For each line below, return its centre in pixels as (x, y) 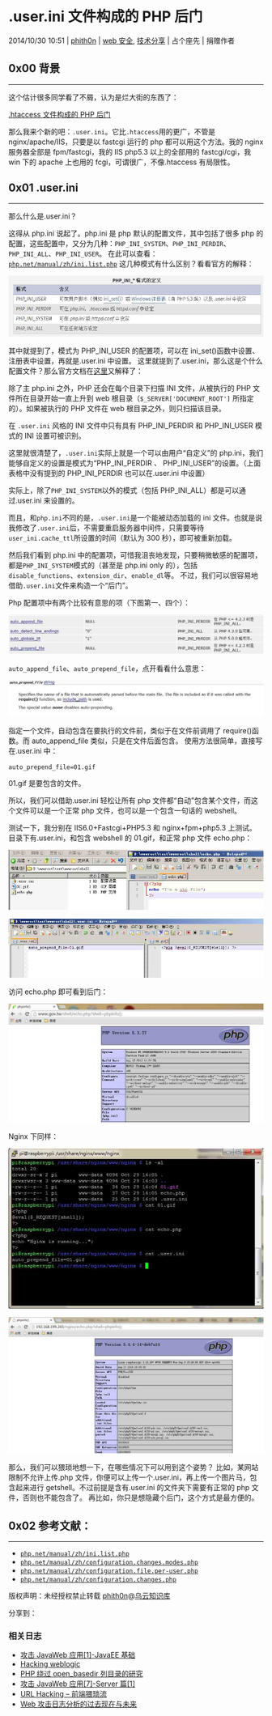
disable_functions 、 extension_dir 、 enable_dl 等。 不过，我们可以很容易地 (134, 576)
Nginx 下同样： (34, 1136)
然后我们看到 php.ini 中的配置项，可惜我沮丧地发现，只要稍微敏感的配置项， (135, 555)
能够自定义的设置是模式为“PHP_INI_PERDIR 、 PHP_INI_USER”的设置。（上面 (135, 463)
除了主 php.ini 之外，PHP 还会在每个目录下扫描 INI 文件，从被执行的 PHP (130, 389)
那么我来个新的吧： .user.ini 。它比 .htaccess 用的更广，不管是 (112, 131)
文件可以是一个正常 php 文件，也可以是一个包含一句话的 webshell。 (128, 810)
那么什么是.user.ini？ (43, 216)
